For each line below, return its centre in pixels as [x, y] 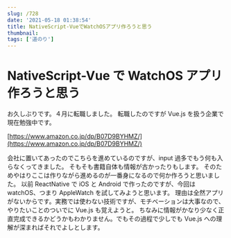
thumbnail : [23, 33]
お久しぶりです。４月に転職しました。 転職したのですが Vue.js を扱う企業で [115, 114]
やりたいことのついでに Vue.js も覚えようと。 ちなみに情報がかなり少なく [113, 210]
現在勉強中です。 [31, 123]
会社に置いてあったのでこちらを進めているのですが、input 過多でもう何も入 [115, 158]
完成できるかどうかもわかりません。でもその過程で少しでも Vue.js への [114, 219]
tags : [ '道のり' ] [31, 40]
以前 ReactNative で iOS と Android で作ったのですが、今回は [108, 184]
